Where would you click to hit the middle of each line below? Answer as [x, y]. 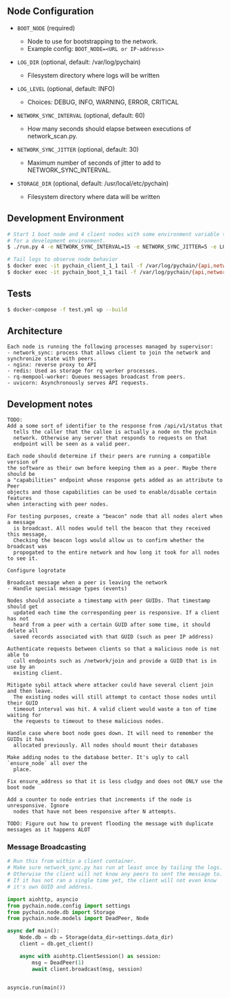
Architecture [35, 331]
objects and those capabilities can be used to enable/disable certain [112, 492]
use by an [21, 667]
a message [21, 523]
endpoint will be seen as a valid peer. [72, 444]
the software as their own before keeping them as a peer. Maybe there [112, 468]
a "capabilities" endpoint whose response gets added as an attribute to [115, 480]
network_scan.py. [52, 136]
